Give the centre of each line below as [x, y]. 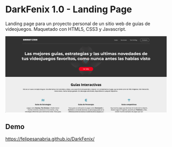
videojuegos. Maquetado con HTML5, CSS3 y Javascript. [66, 29]
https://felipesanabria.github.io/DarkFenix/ [50, 139]
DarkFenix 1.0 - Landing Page [69, 9]
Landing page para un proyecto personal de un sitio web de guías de [78, 24]
